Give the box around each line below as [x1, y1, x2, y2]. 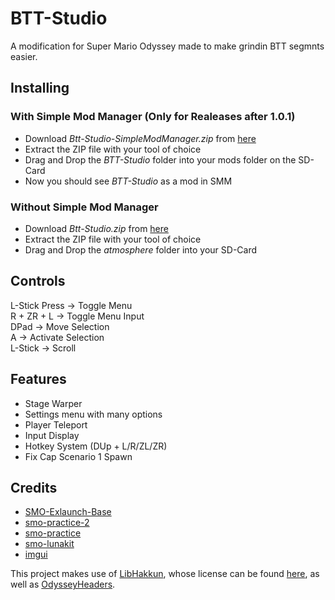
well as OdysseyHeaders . [10, 578, 116, 591]
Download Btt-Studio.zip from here [24, 222, 169, 234]
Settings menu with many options [24, 408, 163, 420]
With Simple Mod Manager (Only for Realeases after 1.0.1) [10, 110, 296, 124]
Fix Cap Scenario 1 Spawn [24, 450, 133, 462]
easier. [10, 50, 38, 62]
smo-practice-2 [24, 517, 90, 529]
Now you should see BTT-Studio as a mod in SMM [24, 175, 233, 187]
